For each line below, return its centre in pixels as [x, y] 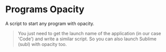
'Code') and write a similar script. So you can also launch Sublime [87, 39]
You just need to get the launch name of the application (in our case [89, 33]
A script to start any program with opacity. [50, 23]
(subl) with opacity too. [42, 44]
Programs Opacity [45, 9]
